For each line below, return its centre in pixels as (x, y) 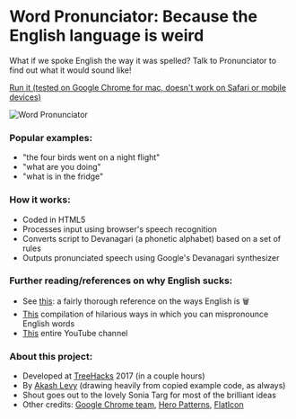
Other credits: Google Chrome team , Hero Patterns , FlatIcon (133, 405)
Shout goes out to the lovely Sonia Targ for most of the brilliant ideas (149, 395)
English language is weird (107, 36)
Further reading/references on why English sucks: (121, 281)
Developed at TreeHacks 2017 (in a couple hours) (113, 376)
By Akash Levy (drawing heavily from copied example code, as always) (154, 386)
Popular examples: (51, 138)
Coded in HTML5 (54, 219)
